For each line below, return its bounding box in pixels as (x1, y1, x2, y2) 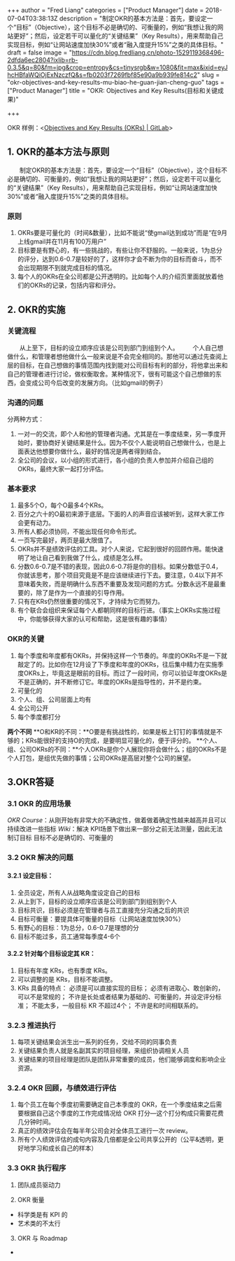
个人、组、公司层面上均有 (17, 695, 92, 703)
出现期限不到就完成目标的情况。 (23, 264, 116, 272)
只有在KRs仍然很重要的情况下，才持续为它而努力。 (17, 598, 164, 606)
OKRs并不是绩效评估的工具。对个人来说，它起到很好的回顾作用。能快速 (17, 545, 224, 554)
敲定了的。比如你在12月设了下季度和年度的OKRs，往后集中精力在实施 (17, 660, 218, 668)
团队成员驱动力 (17, 1181, 61, 1189)
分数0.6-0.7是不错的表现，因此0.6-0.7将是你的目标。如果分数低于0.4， (17, 563, 222, 571)
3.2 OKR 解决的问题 (7, 853, 73, 863)
